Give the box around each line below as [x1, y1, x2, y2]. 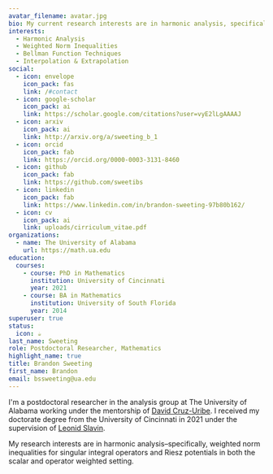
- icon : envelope [15, 72, 75, 80]
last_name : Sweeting [8, 337, 79, 346]
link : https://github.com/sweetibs [23, 178, 144, 187]
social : [8, 65, 35, 73]
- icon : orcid [15, 140, 63, 149]
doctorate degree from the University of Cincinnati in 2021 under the [8, 414, 238, 424]
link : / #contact [23, 87, 79, 96]
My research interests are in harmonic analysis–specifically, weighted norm [8, 438, 261, 448]
